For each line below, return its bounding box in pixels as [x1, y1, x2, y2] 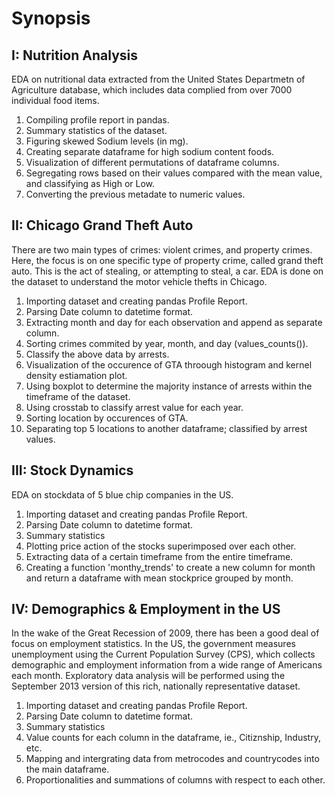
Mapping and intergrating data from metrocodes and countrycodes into [25, 753, 320, 765]
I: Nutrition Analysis [11, 47, 139, 64]
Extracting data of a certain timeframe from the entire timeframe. [25, 550, 294, 562]
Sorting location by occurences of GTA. [25, 412, 189, 424]
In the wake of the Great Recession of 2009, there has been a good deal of [11, 627, 320, 639]
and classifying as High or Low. [25, 178, 155, 189]
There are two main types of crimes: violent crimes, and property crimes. [11, 243, 313, 256]
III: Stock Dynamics [11, 462, 134, 479]
